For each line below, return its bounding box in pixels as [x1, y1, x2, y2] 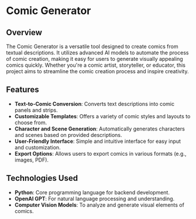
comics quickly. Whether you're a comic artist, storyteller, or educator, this [6, 61, 186, 69]
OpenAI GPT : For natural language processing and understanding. [14, 195, 175, 202]
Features [6, 85, 39, 95]
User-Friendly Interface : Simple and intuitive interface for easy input [14, 138, 181, 145]
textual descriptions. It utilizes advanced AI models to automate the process [6, 49, 189, 56]
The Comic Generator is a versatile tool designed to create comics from [6, 43, 178, 50]
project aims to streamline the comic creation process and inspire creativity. [6, 68, 189, 74]
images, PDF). [14, 156, 49, 163]
